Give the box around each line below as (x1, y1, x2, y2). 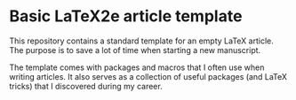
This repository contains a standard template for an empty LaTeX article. (9, 35, 274, 46)
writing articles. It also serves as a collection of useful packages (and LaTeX (9, 71, 287, 81)
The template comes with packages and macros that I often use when (9, 62, 265, 73)
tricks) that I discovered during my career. (9, 81, 163, 91)
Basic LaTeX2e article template (9, 6, 243, 27)
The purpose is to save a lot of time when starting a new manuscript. (9, 44, 261, 55)
